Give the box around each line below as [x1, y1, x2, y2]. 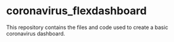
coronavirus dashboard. [6, 30, 65, 37]
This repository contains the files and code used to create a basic [6, 24, 169, 31]
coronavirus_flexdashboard [6, 4, 147, 18]
